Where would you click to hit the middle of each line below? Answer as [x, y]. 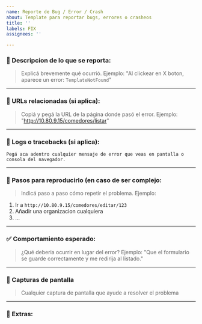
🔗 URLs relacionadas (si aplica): [53, 101]
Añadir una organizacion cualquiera [59, 212]
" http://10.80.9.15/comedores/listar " [65, 120]
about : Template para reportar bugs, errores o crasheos [79, 17]
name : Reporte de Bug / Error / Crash [55, 12]
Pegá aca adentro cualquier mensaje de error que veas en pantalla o [95, 154]
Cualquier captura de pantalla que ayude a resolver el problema [100, 293]
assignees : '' [24, 34]
